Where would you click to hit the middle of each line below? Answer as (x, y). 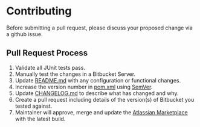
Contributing (39, 11)
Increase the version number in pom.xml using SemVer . (84, 87)
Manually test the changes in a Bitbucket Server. (75, 74)
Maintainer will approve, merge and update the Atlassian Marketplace (102, 112)
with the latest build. (40, 119)
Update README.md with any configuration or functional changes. (98, 80)
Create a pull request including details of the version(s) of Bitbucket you (105, 99)
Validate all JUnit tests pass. (50, 67)
